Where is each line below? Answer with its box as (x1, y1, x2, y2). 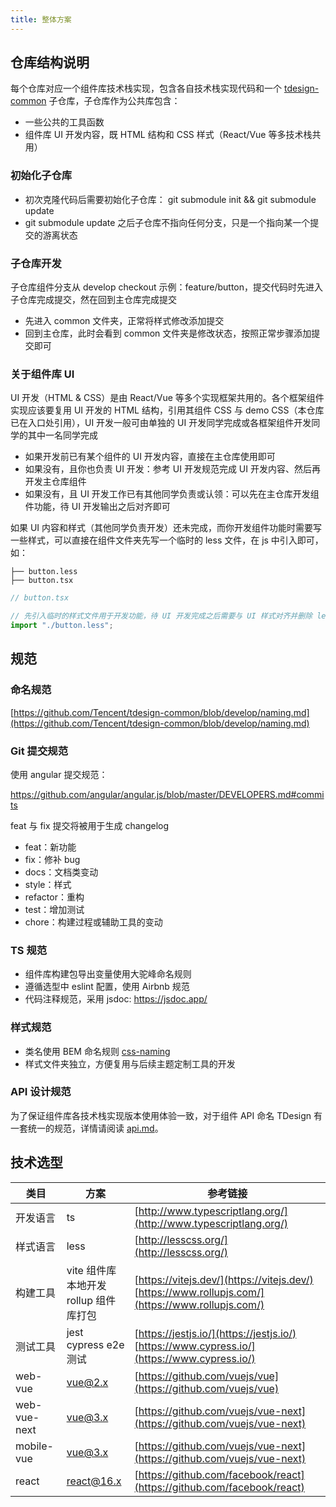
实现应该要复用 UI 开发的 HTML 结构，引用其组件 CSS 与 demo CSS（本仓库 (10, 404, 325, 416)
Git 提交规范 (10, 744, 69, 758)
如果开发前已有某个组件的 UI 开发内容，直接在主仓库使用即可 (24, 451, 276, 463)
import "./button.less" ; (10, 621, 114, 631)
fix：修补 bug (24, 853, 81, 865)
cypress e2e (66, 1337, 125, 1351)
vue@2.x (66, 1375, 109, 1389)
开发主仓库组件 (24, 476, 87, 488)
